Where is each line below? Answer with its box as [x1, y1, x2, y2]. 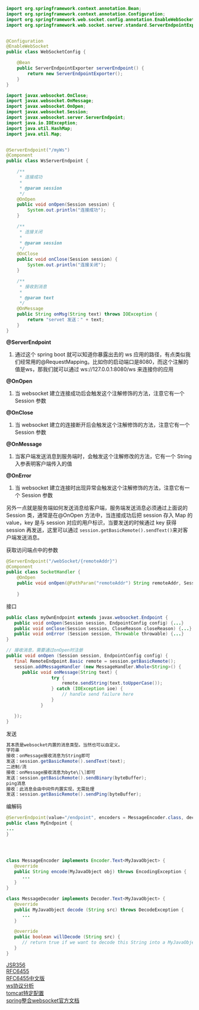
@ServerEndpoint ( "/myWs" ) [6, 147, 70, 153]
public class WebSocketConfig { [6, 49, 86, 55]
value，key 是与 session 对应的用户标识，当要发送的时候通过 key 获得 [6, 519, 176, 526]
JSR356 [6, 961, 25, 969]
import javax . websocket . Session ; [6, 109, 89, 115]
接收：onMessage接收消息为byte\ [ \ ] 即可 [6, 769, 96, 775]
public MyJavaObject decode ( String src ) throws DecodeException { [14, 907, 184, 913]
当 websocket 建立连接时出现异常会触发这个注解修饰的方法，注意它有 [14, 484, 185, 491]
